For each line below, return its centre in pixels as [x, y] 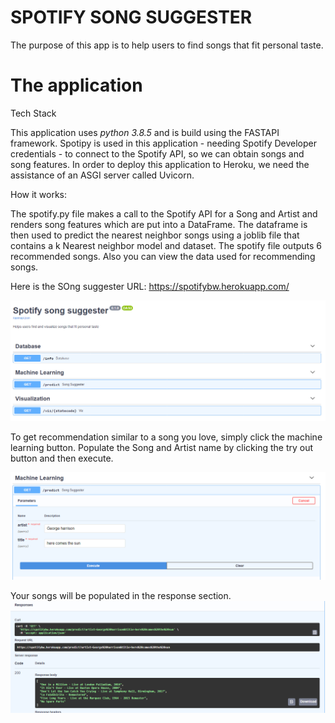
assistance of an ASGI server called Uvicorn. [102, 175]
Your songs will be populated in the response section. [121, 595]
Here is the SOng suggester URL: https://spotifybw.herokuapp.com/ [150, 286]
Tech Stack [33, 113]
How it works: [39, 194]
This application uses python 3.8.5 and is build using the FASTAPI [145, 132]
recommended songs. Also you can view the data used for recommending [163, 256]
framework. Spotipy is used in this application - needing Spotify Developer [164, 143]
